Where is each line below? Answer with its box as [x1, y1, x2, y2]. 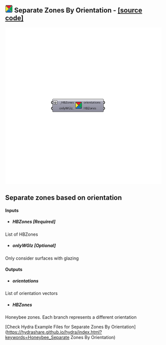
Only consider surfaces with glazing [5, 255, 79, 261]
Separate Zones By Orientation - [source [14, 6, 143, 15]
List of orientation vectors [5, 290, 58, 296]
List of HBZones [5, 231, 38, 237]
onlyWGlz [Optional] [12, 243, 56, 249]
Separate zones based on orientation [5, 194, 122, 202]
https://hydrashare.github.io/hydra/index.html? [6, 329, 102, 335]
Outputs [5, 267, 23, 273]
